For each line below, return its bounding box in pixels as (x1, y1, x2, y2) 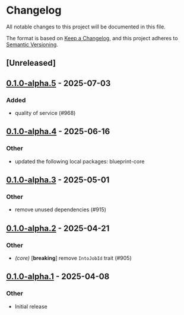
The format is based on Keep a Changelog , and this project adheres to (6, 34, 178, 41)
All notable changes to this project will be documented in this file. (6, 23, 166, 30)
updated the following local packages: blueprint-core (14, 157, 145, 165)
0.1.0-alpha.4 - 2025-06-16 (6, 127, 110, 137)
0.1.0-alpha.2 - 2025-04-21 (6, 223, 110, 233)
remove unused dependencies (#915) (14, 206, 107, 213)
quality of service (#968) (14, 110, 76, 117)
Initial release (14, 303, 47, 310)
